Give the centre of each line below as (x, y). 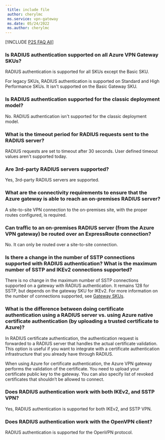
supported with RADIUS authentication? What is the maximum (81, 263)
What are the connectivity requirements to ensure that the (76, 193)
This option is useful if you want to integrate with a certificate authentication (82, 349)
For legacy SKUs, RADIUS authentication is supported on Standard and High (82, 81)
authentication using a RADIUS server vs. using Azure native (79, 315)
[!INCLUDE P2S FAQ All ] (30, 42)
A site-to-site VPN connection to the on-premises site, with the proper (76, 210)
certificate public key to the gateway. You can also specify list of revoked (79, 374)
